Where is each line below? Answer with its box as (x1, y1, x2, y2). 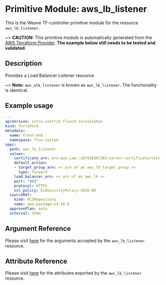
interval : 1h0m (9, 211, 41, 215)
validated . (5, 45, 26, 51)
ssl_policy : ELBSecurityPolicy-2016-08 (14, 188, 96, 193)
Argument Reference (5, 224, 71, 233)
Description (5, 59, 42, 68)
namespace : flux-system (9, 137, 58, 142)
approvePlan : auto (9, 206, 48, 212)
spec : (5, 142, 16, 147)
